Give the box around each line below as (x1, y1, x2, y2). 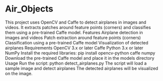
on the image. (5, 70, 33, 76)
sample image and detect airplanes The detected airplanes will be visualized (5, 65, 158, 71)
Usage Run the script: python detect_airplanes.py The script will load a (5, 60, 147, 66)
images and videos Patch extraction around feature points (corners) (5, 35, 141, 40)
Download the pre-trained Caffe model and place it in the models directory (5, 55, 155, 61)
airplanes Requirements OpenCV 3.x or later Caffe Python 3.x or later (5, 45, 144, 51)
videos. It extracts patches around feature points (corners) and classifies (5, 24, 151, 30)
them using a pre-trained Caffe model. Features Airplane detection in (5, 29, 144, 35)
